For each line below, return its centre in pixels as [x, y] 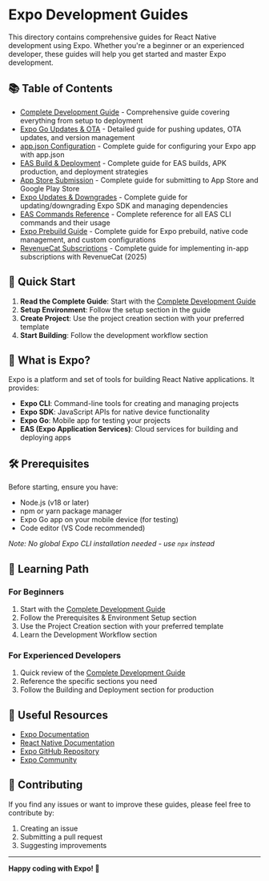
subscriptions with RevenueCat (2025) [83, 256]
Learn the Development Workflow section [88, 634]
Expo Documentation [54, 734]
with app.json [42, 155]
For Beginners [36, 592]
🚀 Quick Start [42, 282]
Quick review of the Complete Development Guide [102, 673]
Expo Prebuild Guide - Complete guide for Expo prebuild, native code [134, 231]
